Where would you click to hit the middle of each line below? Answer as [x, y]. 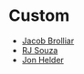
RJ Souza [40, 50]
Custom [39, 16]
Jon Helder [43, 60]
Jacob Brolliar [48, 41]
